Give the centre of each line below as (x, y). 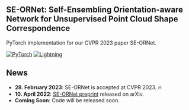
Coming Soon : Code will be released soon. (67, 100)
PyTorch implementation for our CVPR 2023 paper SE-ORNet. (81, 43)
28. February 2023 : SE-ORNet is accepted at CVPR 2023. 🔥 (88, 87)
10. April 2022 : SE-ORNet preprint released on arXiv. (79, 94)
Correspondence (38, 28)
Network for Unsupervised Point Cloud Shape (92, 19)
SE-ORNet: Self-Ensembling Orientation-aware (95, 10)
